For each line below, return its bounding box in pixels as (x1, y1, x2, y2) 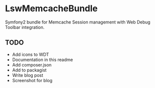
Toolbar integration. (5, 24, 45, 30)
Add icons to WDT (12, 51, 49, 57)
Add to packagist (12, 67, 47, 73)
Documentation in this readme (12, 57, 73, 63)
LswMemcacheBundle (5, 3, 98, 14)
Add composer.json (12, 62, 52, 67)
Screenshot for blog (12, 77, 53, 83)
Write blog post (12, 72, 44, 78)
